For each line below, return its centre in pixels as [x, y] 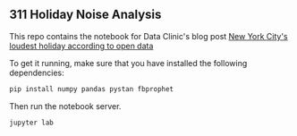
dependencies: [37, 72]
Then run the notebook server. [65, 106]
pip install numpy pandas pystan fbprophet [92, 89]
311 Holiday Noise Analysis [85, 15]
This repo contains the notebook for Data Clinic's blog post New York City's [148, 36]
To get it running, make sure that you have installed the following [128, 63]
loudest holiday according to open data [81, 46]
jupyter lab [31, 123]
